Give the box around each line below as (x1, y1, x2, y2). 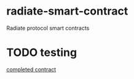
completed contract (6, 66, 57, 73)
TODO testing (6, 46, 77, 60)
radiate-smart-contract (6, 4, 128, 18)
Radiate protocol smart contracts (6, 24, 90, 32)
